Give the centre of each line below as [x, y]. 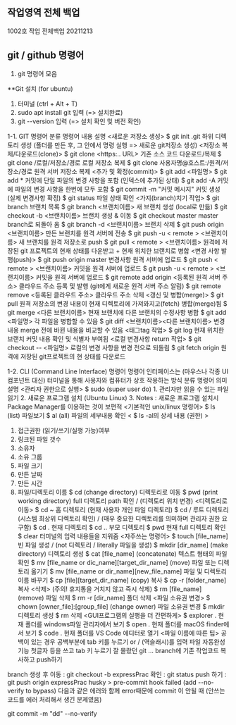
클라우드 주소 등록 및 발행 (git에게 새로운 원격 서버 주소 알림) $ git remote [120, 286]
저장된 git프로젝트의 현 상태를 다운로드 [73, 356]
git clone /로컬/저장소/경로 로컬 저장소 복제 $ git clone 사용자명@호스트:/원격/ [115, 162]
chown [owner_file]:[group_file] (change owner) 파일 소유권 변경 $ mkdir [121, 606]
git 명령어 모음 [37, 73]
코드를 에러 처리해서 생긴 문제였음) [55, 699]
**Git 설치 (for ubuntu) [40, 88]
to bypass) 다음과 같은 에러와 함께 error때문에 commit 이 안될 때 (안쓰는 [125, 690]
